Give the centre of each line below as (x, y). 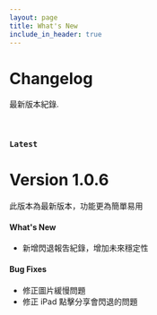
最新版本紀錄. (35, 105)
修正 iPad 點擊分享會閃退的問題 (80, 302)
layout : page (34, 17)
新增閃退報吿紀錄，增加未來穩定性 (85, 248)
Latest (24, 145)
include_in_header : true (56, 34)
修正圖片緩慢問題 (54, 290)
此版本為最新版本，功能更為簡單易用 (76, 206)
